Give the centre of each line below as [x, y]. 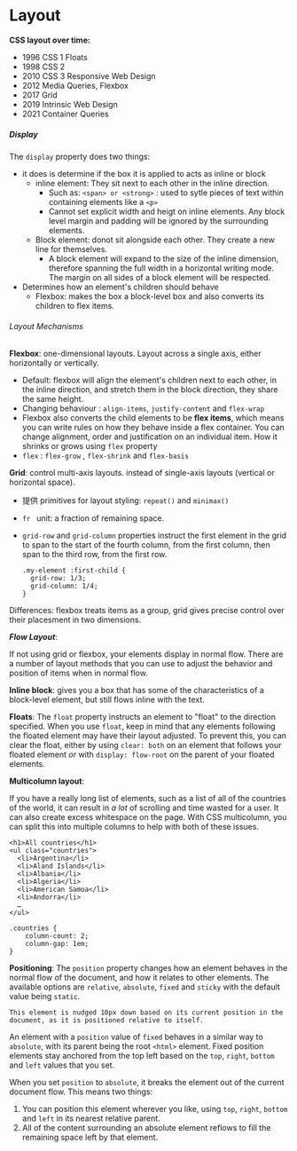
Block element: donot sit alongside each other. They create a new [155, 240]
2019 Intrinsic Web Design [70, 104]
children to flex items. [75, 305]
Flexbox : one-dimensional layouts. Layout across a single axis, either [135, 354]
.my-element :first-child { [74, 571]
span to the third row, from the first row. [94, 555]
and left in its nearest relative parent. [91, 1118]
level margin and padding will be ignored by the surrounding [158, 221]
